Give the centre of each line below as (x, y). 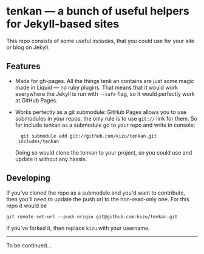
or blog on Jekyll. (28, 47)
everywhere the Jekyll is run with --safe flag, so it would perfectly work (105, 94)
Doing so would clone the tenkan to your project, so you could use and (104, 152)
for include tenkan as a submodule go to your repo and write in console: (105, 125)
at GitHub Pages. (36, 100)
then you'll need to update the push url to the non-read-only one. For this (98, 199)
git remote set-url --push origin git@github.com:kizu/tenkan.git (92, 216)
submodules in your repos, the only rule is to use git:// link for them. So (106, 118)
